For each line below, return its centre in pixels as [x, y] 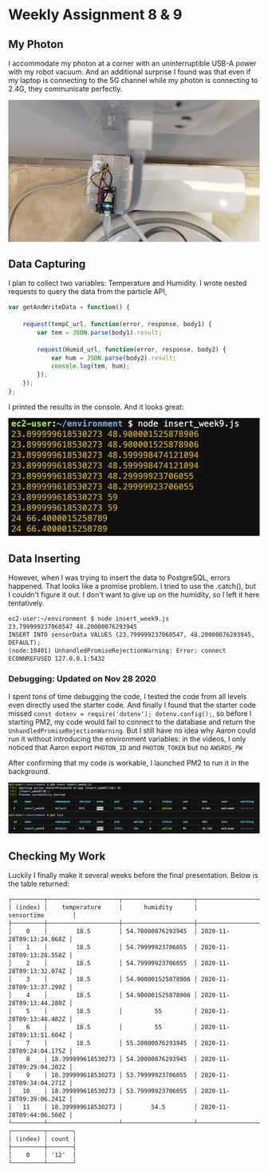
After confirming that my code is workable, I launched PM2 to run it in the [129, 763]
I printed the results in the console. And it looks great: [97, 407]
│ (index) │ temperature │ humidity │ [103, 908]
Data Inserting [45, 558]
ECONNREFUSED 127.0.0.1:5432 [57, 659]
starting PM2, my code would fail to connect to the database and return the [132, 721]
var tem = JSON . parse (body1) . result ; [99, 332]
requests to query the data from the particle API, [88, 292]
